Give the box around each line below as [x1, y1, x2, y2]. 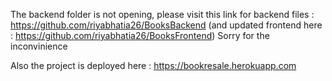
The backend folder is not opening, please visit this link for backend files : [10, 9, 315, 20]
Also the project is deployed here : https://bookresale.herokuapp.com [10, 60, 297, 71]
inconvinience [10, 40, 68, 52]
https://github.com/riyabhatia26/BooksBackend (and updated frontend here [10, 19, 323, 31]
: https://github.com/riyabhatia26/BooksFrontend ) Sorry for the [10, 30, 270, 41]
